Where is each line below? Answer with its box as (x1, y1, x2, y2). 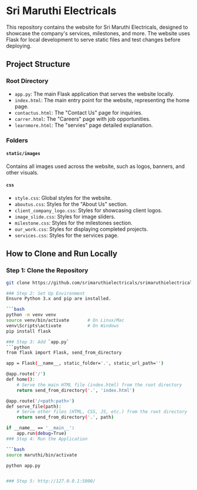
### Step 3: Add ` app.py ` (6, 339, 69, 345)
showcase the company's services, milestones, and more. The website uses (6, 29, 191, 36)
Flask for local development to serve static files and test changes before (6, 36, 181, 43)
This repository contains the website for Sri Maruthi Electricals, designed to (6, 24, 188, 31)
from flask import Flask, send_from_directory (6, 350, 122, 356)
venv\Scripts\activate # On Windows (6, 323, 119, 328)
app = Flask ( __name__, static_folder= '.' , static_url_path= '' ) (6, 360, 164, 367)
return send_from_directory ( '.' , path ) (16, 414, 114, 421)
